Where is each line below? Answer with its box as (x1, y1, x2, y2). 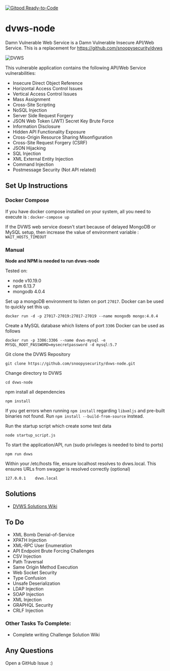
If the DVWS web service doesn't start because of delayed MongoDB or (5, 223, 156, 229)
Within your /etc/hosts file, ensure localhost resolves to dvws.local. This (5, 460, 156, 467)
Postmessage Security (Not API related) (12, 166, 97, 173)
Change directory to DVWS (5, 370, 62, 376)
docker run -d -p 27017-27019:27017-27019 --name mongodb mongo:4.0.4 (5, 314, 158, 319)
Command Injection (12, 161, 54, 167)
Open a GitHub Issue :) (5, 660, 53, 666)
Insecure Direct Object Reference (12, 80, 83, 86)
